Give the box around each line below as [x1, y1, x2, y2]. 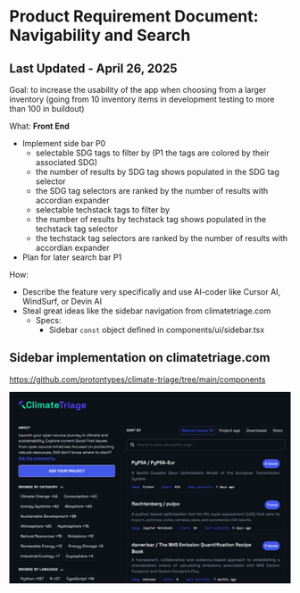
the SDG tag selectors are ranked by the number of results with [35, 186, 269, 196]
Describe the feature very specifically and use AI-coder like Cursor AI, [21, 287, 281, 296]
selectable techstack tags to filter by [35, 205, 171, 215]
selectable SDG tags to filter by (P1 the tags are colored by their [35, 147, 270, 158]
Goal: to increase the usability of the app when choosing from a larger [9, 85, 267, 95]
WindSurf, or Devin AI [21, 296, 103, 306]
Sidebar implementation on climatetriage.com [9, 350, 271, 365]
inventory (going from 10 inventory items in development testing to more [9, 94, 275, 104]
